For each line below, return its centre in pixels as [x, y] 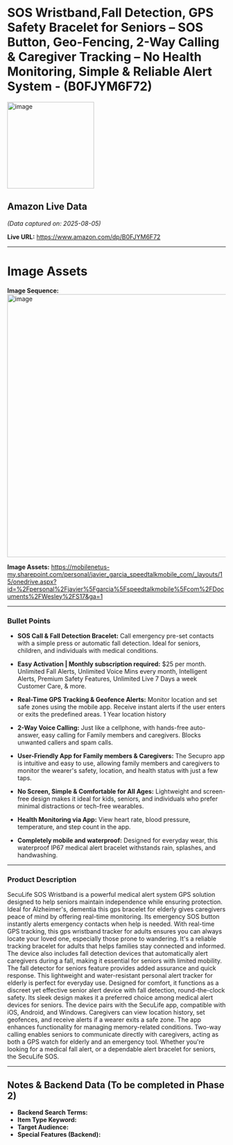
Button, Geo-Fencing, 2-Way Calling [113, 42]
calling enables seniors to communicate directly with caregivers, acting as [113, 1035]
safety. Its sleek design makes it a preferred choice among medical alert [110, 998]
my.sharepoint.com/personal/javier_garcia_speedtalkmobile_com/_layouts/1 [115, 574]
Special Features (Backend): [59, 1135]
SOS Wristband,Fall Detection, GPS [110, 13]
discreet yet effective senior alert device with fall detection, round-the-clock [116, 990]
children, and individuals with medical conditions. [87, 650]
